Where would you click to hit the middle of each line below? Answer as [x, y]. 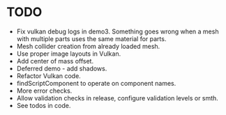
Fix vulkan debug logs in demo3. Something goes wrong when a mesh [118, 31]
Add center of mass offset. [55, 61]
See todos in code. [44, 105]
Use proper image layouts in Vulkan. [69, 54]
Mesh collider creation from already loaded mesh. [88, 46]
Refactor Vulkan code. [48, 76]
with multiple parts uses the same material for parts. [91, 38]
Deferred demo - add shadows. [62, 68]
